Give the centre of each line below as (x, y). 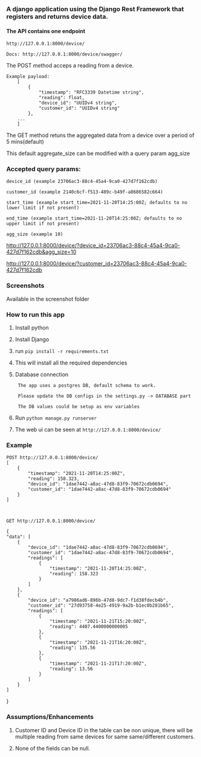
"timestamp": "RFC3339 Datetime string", (91, 92)
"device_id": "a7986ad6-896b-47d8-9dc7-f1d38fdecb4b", (98, 600)
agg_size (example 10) (35, 234)
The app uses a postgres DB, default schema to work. (87, 386)
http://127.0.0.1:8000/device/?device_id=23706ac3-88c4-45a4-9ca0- (93, 246)
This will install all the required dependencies (71, 363)
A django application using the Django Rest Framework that (95, 9)
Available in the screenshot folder (48, 299)
